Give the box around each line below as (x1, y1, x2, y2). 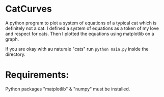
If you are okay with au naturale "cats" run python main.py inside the (5, 46, 149, 52)
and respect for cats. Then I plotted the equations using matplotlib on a (5, 30, 154, 37)
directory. (5, 51, 25, 57)
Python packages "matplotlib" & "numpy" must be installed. (5, 86, 130, 92)
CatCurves (5, 3, 52, 15)
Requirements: (5, 69, 69, 81)
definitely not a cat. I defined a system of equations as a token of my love (5, 25, 159, 31)
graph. (5, 36, 19, 42)
